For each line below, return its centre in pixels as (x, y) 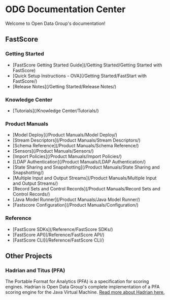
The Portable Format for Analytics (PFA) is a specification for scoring (77, 281)
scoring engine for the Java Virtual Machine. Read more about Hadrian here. (85, 292)
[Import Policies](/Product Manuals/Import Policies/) (67, 156)
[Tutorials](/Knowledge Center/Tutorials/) (56, 111)
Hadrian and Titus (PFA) (35, 270)
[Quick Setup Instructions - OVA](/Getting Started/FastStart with (80, 76)
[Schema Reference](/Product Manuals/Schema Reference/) (76, 146)
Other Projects (29, 256)
